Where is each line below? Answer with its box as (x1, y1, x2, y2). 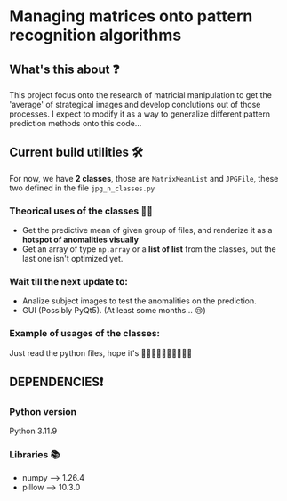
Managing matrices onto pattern (9, 6, 253, 27)
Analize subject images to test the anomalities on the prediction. (21, 295, 257, 306)
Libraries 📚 (9, 448, 60, 461)
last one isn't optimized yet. (21, 254, 124, 264)
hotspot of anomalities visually (21, 234, 140, 246)
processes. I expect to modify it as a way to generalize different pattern (9, 109, 271, 119)
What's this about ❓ (9, 61, 120, 77)
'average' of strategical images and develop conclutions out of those (9, 100, 261, 109)
